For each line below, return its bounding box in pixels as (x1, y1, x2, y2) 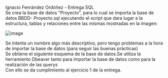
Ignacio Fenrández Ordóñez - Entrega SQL (5, 5, 94, 10)
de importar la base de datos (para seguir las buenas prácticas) (5, 46, 138, 51)
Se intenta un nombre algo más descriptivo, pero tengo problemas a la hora (5, 40, 163, 46)
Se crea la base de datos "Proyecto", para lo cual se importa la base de (5, 10, 154, 16)
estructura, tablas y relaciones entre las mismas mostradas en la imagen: (5, 20, 158, 26)
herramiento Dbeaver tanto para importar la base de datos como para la (5, 56, 156, 62)
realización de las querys (5, 62, 58, 67)
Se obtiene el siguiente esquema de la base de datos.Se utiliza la (5, 51, 141, 57)
